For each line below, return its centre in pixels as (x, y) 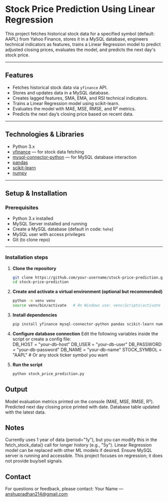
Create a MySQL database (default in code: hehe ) (63, 229)
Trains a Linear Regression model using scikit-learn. (66, 103)
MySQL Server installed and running (50, 224)
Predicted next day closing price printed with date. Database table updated (82, 406)
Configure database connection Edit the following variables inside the (85, 333)
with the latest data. (25, 412)
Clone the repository (34, 268)
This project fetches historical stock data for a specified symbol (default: (80, 33)
